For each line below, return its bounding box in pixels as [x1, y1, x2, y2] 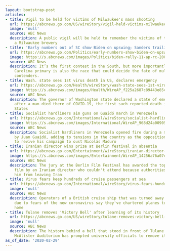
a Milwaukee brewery [14, 40, 58, 46]
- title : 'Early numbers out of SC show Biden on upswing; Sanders [5, 45, 151, 50]
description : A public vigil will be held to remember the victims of [10, 36, 162, 41]
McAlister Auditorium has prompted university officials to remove [14, 233, 159, 238]
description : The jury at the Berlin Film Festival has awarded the [10, 162, 157, 168]
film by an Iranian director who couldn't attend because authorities [14, 168, 166, 173]
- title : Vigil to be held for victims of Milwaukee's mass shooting [5, 17, 155, 22]
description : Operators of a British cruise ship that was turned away [10, 195, 164, 200]
